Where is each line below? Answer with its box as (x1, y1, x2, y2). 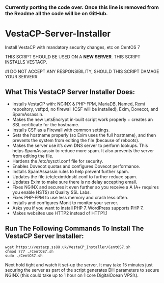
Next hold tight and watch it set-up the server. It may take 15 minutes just (5, 262, 153, 268)
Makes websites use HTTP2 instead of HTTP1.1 (12, 210, 108, 216)
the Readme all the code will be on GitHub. (5, 10, 108, 17)
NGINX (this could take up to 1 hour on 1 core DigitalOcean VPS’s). (5, 272, 139, 278)
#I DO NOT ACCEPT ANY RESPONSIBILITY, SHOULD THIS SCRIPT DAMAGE (5, 68, 160, 74)
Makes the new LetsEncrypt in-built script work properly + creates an (12, 117, 153, 122)
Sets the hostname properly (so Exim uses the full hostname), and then (12, 132, 156, 138)
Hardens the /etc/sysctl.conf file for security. (12, 158, 103, 164)
